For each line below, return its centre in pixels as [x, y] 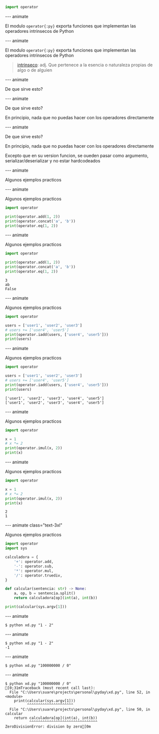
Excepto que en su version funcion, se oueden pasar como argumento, [77, 155]
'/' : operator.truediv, [38, 575]
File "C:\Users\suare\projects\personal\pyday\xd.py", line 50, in [80, 709]
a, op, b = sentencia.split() [45, 593]
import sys [16, 548]
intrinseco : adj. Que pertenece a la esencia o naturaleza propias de [85, 65]
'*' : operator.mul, [34, 571]
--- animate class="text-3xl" [34, 525]
